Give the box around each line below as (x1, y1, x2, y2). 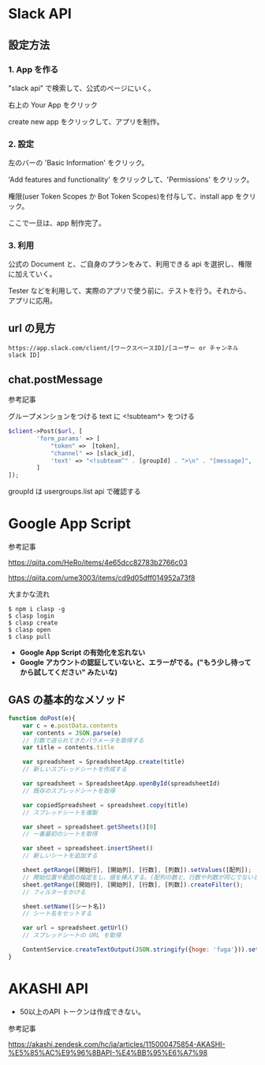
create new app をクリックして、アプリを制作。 (8, 116, 164, 127)
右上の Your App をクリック (8, 100, 98, 109)
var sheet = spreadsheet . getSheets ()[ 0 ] (22, 823, 157, 831)
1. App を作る (8, 64, 59, 75)
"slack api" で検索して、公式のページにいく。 (8, 83, 155, 93)
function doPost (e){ (8, 714, 77, 722)
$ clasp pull (8, 633, 51, 641)
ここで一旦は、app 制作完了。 (8, 218, 106, 228)
